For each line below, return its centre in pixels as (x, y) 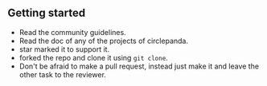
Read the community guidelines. (72, 32)
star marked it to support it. (64, 49)
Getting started (47, 13)
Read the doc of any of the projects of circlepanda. (103, 41)
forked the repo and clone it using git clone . (93, 57)
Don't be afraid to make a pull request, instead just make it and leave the (139, 66)
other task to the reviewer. (62, 74)
